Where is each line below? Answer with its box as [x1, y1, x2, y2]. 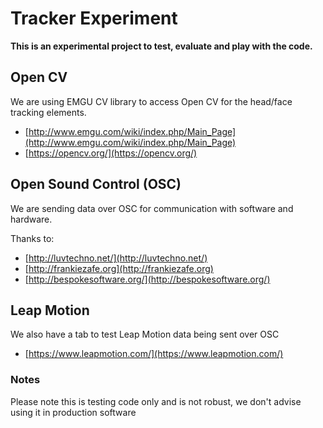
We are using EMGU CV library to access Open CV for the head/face [10, 95, 293, 107]
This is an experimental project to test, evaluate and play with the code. [10, 40, 313, 52]
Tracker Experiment [10, 7, 178, 30]
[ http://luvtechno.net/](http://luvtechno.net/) [24, 252, 208, 264]
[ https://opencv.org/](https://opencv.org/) [24, 147, 198, 159]
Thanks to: [10, 232, 55, 244]
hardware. [10, 213, 53, 225]
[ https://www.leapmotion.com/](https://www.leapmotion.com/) [24, 348, 284, 360]
